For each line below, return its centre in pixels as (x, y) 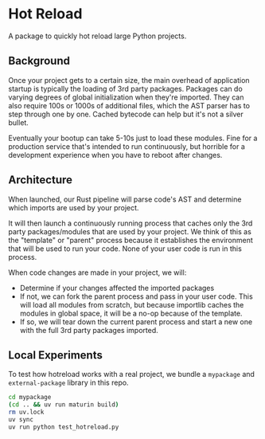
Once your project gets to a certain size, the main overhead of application (129, 80)
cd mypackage (30, 398)
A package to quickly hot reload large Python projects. (97, 36)
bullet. (19, 122)
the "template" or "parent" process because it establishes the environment (131, 240)
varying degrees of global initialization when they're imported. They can (126, 97)
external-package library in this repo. (68, 382)
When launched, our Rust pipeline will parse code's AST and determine (125, 199)
